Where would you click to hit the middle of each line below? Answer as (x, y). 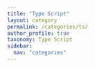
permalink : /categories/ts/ (48, 27)
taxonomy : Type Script (40, 40)
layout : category (32, 20)
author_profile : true (38, 33)
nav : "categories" (40, 53)
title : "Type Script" (38, 14)
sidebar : (20, 46)
